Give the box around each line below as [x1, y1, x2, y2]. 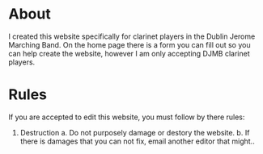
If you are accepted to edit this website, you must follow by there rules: [8, 112, 245, 122]
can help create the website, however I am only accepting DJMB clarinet [8, 48, 250, 58]
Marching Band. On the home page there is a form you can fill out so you [8, 40, 251, 49]
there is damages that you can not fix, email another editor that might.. [19, 136, 255, 146]
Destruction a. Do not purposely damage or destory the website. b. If [19, 127, 250, 137]
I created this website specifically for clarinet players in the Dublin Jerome [8, 31, 256, 41]
